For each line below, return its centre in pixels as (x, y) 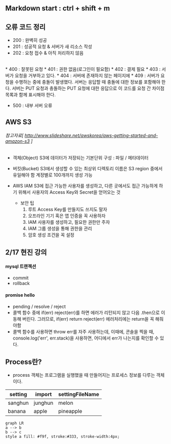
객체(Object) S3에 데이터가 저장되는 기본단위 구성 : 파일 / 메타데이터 (81, 158)
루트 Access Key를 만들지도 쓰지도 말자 (67, 209)
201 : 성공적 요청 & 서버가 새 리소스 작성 (52, 47)
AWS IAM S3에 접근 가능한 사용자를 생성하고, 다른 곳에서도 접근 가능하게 (85, 186)
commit (21, 278)
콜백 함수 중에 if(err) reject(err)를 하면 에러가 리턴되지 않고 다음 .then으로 (86, 312)
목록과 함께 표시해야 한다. (31, 95)
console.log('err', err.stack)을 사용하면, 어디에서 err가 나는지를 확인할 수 (86, 338)
